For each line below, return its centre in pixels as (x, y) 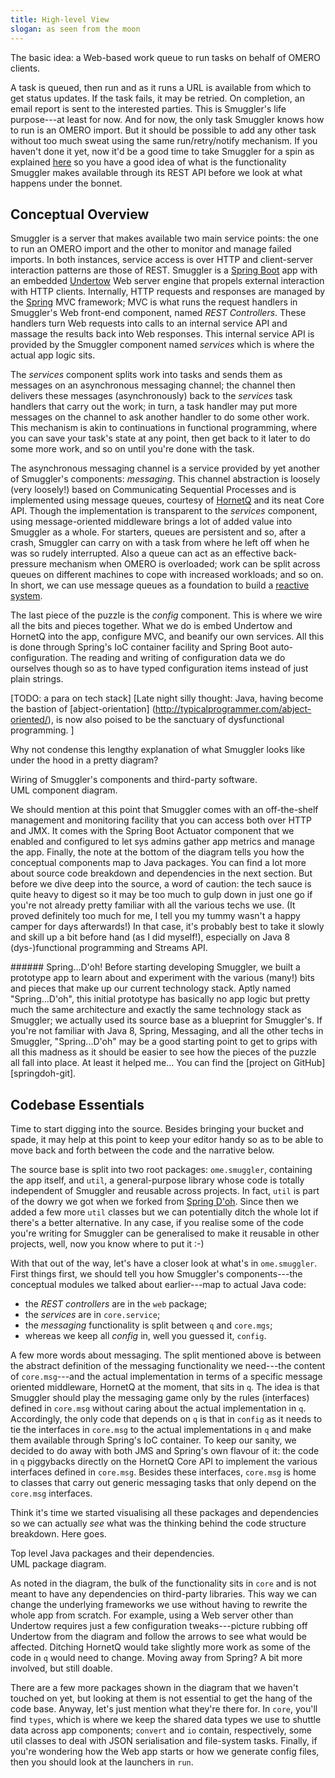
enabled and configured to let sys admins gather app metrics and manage (162, 842)
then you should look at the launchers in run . (102, 1762)
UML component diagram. (64, 790)
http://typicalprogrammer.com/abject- (233, 709)
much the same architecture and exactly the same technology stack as (156, 1010)
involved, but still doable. (61, 1668)
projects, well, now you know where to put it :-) (107, 1244)
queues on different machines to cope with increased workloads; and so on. (167, 575)
